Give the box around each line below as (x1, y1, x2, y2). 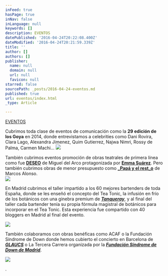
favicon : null (10, 77, 39, 82)
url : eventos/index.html (5, 96, 57, 101)
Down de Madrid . (5, 247, 42, 253)
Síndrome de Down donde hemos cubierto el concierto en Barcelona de (5, 236, 153, 242)
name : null (10, 63, 33, 68)
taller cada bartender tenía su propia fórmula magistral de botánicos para (5, 201, 156, 207)
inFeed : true (5, 7, 33, 13)
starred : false (5, 82, 37, 87)
